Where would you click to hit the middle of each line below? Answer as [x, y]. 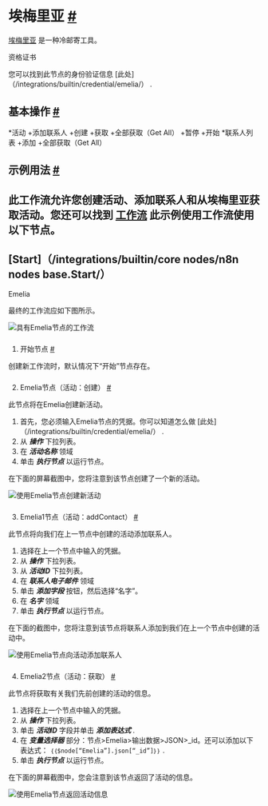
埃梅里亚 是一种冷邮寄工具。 [55, 40]
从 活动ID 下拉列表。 [53, 571]
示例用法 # [34, 170]
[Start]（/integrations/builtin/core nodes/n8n [124, 259]
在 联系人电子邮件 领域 [57, 581]
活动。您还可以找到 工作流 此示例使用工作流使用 [136, 215]
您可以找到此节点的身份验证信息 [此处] [71, 74]
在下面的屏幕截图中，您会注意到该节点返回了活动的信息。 [102, 777]
